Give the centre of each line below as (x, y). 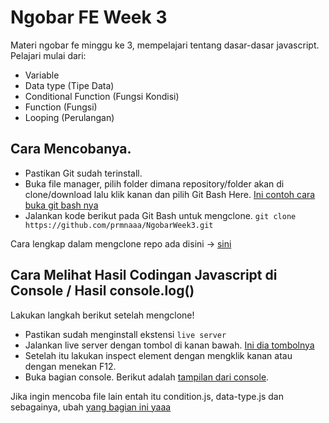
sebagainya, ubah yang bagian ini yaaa (91, 407)
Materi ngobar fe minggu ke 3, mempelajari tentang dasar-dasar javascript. (165, 45)
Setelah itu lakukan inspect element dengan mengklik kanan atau (158, 355)
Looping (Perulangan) (69, 117)
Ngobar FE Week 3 (89, 17)
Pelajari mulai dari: (48, 55)
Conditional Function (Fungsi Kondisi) (102, 96)
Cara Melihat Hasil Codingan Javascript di (144, 275)
